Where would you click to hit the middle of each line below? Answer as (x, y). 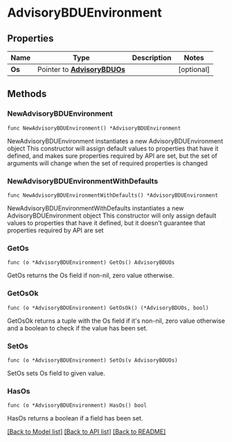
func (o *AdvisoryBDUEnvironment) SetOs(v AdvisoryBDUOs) (92, 360)
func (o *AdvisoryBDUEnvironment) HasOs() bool (77, 406)
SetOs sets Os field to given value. (56, 373)
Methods (27, 94)
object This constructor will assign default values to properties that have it (113, 148)
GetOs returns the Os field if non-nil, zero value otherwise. (91, 276)
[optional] (194, 69)
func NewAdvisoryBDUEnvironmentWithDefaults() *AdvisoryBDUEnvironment (113, 195)
